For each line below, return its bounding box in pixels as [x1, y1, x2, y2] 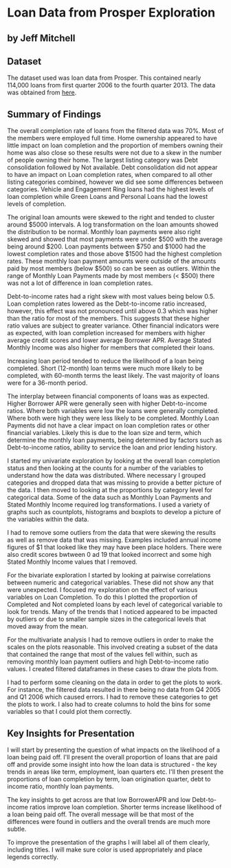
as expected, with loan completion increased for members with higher [7, 329, 206, 337]
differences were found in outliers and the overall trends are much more [7, 818, 211, 826]
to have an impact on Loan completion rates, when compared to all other [7, 171, 213, 179]
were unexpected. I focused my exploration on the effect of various [7, 586, 198, 594]
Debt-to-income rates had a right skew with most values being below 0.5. [7, 293, 215, 301]
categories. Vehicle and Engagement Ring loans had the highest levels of [7, 185, 214, 193]
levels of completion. [7, 200, 67, 208]
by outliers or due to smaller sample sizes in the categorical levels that [7, 615, 206, 624]
